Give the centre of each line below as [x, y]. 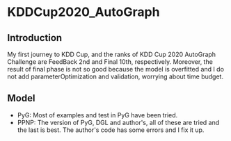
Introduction [35, 38]
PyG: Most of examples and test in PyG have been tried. [97, 115]
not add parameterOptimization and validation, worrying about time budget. [115, 76]
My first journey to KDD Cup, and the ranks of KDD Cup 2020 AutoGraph [112, 54]
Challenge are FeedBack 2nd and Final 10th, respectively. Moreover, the [110, 62]
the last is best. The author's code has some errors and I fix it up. [111, 130]
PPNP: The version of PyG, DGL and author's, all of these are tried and [118, 122]
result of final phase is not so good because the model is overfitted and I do [116, 69]
